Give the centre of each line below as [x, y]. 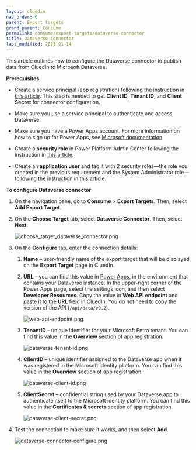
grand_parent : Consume [34, 28]
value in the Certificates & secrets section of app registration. [98, 407]
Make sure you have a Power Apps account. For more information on [97, 131]
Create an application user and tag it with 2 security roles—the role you [101, 166]
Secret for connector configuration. [57, 102]
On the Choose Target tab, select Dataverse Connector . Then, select [98, 219]
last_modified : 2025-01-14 [39, 44]
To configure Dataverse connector [49, 190]
